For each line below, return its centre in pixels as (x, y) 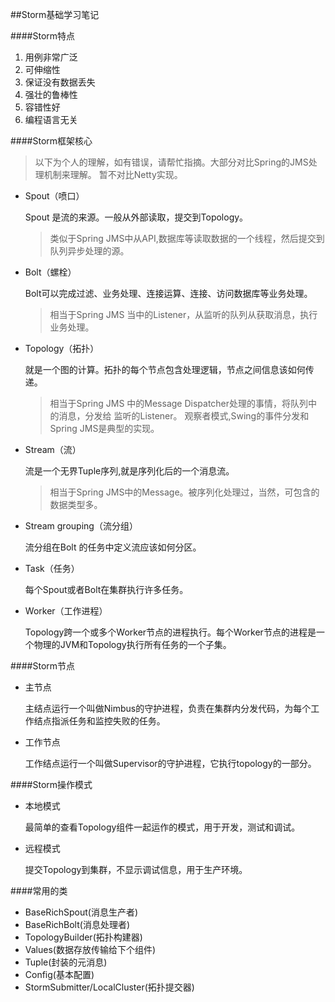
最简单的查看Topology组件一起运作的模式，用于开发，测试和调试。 (162, 827)
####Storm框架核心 (51, 141)
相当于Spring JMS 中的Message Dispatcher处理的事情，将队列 (179, 403)
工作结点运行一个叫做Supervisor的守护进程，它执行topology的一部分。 (170, 763)
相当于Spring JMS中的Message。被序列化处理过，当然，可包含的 (184, 492)
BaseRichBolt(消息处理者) (77, 924)
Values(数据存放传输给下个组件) (90, 949)
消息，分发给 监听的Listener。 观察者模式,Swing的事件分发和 (184, 416)
